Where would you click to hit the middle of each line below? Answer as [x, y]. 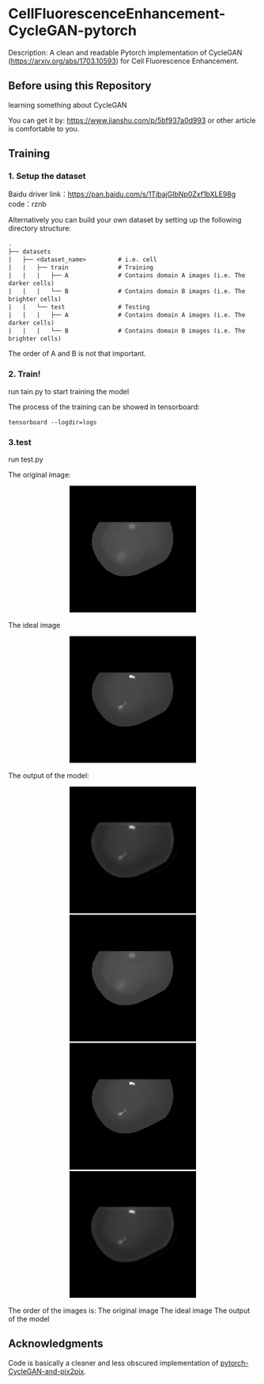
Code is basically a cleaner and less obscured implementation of [113, 1363]
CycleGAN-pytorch [72, 30]
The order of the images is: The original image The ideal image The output [129, 1310]
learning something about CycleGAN [68, 105]
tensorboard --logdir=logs [53, 422]
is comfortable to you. [44, 128]
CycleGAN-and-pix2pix [46, 1371]
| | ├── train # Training [81, 268]
